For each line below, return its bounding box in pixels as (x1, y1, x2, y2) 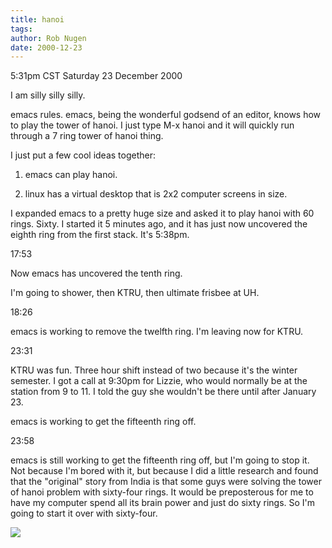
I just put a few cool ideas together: (10, 149, 156, 161)
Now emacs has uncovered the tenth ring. (10, 267, 183, 280)
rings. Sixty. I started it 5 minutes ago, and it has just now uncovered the (10, 218, 308, 230)
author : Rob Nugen (10, 33, 87, 43)
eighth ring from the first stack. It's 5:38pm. (10, 229, 190, 241)
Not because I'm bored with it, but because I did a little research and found (10, 465, 319, 477)
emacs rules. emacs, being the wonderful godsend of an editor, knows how (10, 109, 322, 121)
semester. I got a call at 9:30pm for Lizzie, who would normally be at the (10, 375, 308, 387)
